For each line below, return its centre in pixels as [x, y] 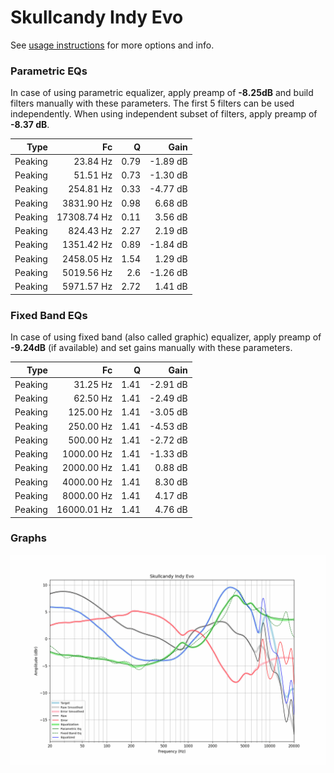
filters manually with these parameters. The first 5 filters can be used [152, 103]
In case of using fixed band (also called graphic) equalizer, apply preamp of [166, 337]
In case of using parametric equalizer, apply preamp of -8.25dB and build [162, 93]
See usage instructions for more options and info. [112, 45]
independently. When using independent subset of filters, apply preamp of [164, 114]
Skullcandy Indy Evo [97, 17]
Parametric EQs [49, 71]
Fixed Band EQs [49, 315]
